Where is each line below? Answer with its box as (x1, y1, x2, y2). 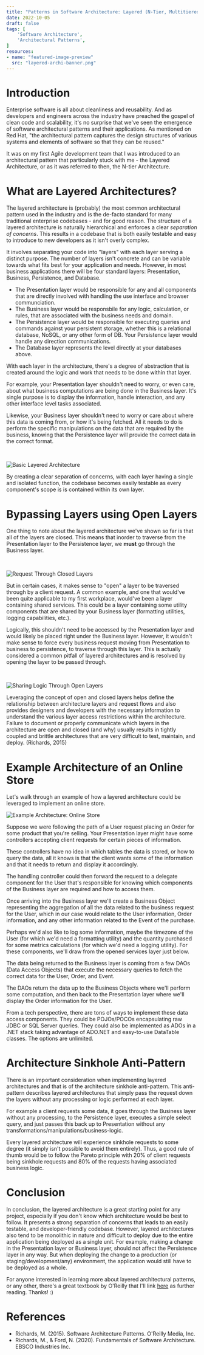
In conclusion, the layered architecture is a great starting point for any (6, 1206, 181, 1213)
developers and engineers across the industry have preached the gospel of (6, 112, 195, 120)
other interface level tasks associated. (6, 400, 102, 407)
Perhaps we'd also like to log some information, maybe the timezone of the (6, 928, 194, 936)
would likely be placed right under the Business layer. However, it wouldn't (6, 633, 192, 640)
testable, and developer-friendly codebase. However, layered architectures (6, 1226, 194, 1233)
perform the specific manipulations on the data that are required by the (6, 425, 184, 432)
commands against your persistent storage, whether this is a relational (15, 325, 191, 332)
